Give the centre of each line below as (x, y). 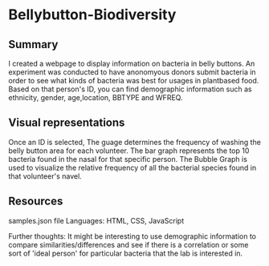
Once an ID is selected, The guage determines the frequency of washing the (134, 142)
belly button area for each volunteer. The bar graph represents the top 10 (129, 151)
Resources (36, 202)
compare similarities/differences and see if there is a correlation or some (128, 244)
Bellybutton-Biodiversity (92, 15)
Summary (33, 44)
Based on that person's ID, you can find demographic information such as (130, 89)
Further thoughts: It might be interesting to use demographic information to (132, 236)
